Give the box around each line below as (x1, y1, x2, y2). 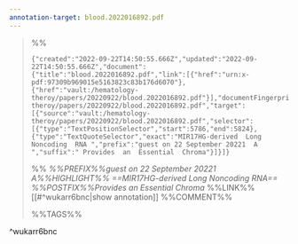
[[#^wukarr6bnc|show (30, 192, 113, 202)
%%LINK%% (207, 182, 255, 193)
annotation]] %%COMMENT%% (114, 192, 233, 202)
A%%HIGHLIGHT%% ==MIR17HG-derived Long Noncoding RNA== (30, 172, 278, 183)
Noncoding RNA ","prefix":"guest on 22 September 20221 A (30, 139, 258, 149)
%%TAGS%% (30, 209, 82, 219)
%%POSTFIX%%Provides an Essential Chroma (30, 182, 206, 193)
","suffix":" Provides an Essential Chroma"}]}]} (30, 147, 231, 156)
